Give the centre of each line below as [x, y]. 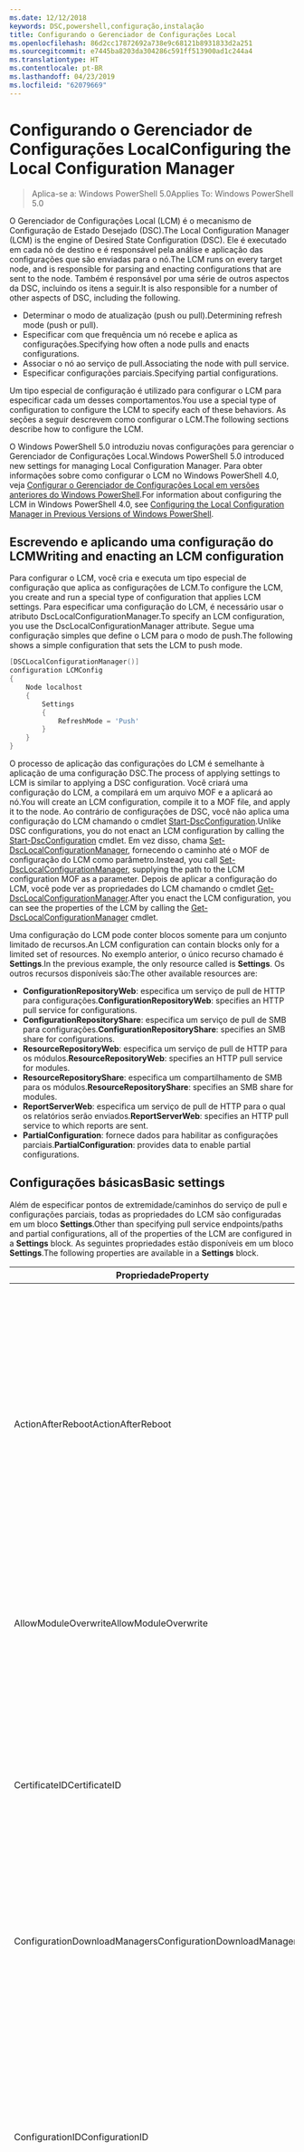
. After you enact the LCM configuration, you [209, 898]
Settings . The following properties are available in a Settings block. [134, 1253]
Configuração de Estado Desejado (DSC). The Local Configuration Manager [149, 230]
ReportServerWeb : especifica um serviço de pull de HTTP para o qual [154, 1106]
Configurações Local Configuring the [150, 149]
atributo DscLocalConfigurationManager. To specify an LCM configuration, [147, 617]
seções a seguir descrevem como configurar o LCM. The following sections [149, 419]
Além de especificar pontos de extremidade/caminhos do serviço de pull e [148, 1204]
